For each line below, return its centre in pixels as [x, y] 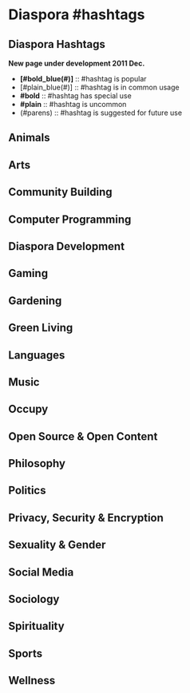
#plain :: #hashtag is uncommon [73, 104]
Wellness [32, 681]
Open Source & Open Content [83, 436]
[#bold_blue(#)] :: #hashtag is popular [83, 79]
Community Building [60, 192]
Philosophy [37, 463]
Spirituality [37, 626]
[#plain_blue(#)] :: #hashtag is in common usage [99, 87]
